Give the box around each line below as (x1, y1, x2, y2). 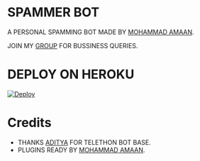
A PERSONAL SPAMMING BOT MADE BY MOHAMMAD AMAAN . (7, 28, 194, 36)
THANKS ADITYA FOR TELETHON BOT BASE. (17, 138, 151, 146)
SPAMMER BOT (7, 4, 100, 21)
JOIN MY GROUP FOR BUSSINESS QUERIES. (7, 41, 138, 50)
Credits (7, 115, 52, 131)
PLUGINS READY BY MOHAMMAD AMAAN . (17, 145, 145, 154)
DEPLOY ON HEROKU (7, 67, 135, 82)
